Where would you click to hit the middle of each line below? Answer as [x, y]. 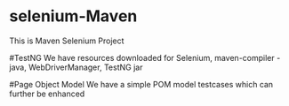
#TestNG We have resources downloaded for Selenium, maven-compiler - [145, 57]
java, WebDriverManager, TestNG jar [76, 67]
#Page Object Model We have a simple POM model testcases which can [141, 84]
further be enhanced [47, 94]
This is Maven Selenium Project [67, 41]
